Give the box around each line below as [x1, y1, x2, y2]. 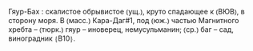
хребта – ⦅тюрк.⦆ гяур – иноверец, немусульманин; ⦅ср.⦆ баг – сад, [8, 25, 234, 34]
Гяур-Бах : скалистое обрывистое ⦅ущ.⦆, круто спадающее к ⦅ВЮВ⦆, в [8, 7, 246, 16]
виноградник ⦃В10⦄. [8, 33, 76, 43]
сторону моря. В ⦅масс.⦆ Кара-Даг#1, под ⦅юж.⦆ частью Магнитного [8, 16, 239, 25]
